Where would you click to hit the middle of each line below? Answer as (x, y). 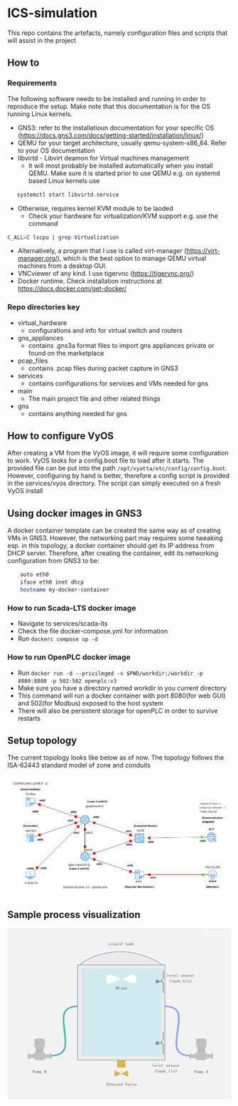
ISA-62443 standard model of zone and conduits (79, 765)
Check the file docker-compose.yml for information (93, 631)
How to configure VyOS (61, 436)
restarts (29, 718)
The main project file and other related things (94, 398)
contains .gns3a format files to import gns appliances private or (121, 345)
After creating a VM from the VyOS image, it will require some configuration (118, 453)
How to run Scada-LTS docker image (72, 608)
